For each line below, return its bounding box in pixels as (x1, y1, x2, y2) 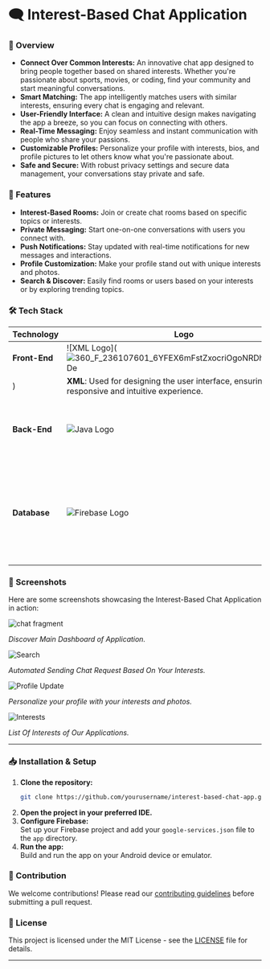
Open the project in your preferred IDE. (19, 807, 153, 817)
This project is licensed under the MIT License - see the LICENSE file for (8, 935, 247, 945)
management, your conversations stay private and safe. (19, 169, 205, 179)
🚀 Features (8, 189, 51, 200)
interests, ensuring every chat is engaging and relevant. (19, 101, 205, 110)
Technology (12, 329, 59, 340)
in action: (8, 603, 39, 613)
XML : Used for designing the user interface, (67, 376, 232, 387)
